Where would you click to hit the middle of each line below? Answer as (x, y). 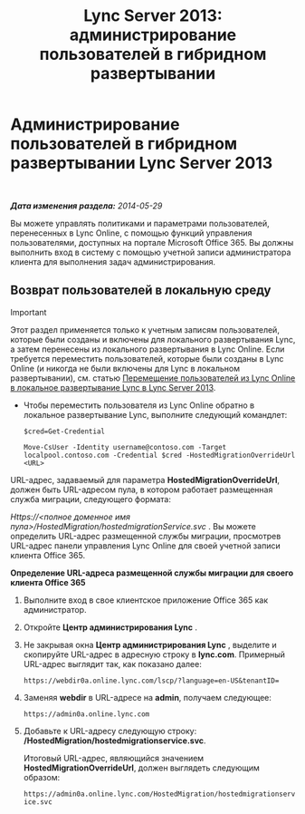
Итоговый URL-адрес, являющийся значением (114, 758)
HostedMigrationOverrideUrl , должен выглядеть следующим (142, 768)
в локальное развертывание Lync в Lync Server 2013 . (113, 387)
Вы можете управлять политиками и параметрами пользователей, (140, 223)
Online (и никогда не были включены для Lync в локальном (125, 368)
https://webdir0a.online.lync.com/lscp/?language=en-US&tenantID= (151, 681)
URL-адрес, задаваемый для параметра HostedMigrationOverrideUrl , (145, 480)
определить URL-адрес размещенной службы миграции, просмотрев (146, 536)
